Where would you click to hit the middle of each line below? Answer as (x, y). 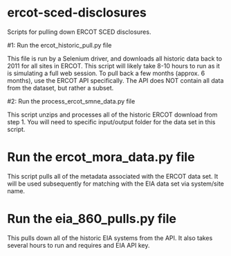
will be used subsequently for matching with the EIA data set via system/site (116, 184)
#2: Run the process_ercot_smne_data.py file (71, 101)
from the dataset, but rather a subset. (61, 88)
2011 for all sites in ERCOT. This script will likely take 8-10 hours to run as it (113, 66)
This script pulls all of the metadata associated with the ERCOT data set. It (113, 176)
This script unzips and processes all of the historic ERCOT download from (112, 115)
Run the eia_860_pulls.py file (92, 219)
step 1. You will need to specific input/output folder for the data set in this (111, 121)
